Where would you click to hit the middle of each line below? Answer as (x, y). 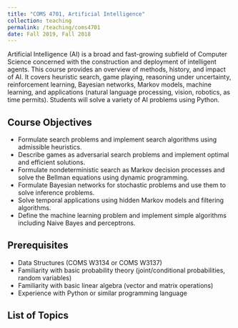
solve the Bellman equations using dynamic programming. (103, 178)
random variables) (45, 278)
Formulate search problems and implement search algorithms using (117, 139)
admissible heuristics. (50, 147)
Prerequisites (38, 245)
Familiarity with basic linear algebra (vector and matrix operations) (115, 285)
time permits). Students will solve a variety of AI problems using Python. (114, 100)
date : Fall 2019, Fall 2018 (49, 34)
